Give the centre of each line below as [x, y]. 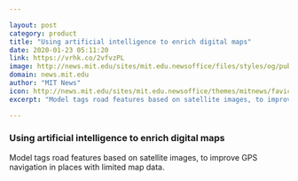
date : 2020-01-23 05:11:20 [59, 50]
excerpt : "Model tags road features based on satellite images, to [137, 99]
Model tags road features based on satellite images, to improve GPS [133, 157]
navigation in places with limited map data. [87, 167]
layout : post [33, 25]
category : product [43, 33]
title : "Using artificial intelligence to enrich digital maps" [130, 42]
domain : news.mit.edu [49, 75]
